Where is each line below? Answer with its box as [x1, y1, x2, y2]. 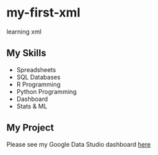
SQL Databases [16, 73, 61, 81]
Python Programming [16, 87, 77, 95]
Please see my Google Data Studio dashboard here [6, 140, 151, 148]
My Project [6, 122, 54, 134]
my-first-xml [6, 5, 80, 21]
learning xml [6, 27, 42, 36]
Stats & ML [16, 102, 47, 110]
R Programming [16, 80, 61, 88]
